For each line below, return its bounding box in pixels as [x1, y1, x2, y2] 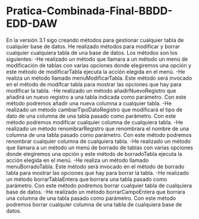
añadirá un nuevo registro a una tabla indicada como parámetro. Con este [6, 93, 187, 101]
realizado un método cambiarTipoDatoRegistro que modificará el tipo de [6, 106, 183, 113]
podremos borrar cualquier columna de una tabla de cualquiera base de [6, 201, 182, 208]
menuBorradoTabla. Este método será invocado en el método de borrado [6, 162, 185, 170]
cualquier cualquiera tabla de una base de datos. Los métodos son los [6, 49, 178, 56]
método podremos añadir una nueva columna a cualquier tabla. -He [6, 99, 172, 107]
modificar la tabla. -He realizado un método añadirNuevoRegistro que [6, 87, 176, 94]
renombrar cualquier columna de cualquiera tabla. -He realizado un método [6, 137, 191, 145]
